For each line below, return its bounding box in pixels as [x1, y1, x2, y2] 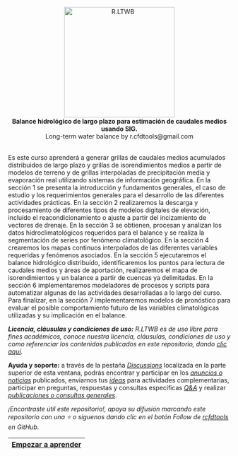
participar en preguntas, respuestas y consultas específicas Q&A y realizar [8, 384, 226, 392]
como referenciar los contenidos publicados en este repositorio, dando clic [8, 340, 227, 348]
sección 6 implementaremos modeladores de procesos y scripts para [8, 281, 210, 289]
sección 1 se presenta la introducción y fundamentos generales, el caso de [8, 183, 226, 192]
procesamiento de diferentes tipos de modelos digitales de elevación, [8, 206, 210, 214]
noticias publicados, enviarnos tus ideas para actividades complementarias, [8, 376, 230, 384]
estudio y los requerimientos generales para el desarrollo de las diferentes [8, 191, 225, 199]
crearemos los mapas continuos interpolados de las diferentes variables [8, 243, 218, 252]
